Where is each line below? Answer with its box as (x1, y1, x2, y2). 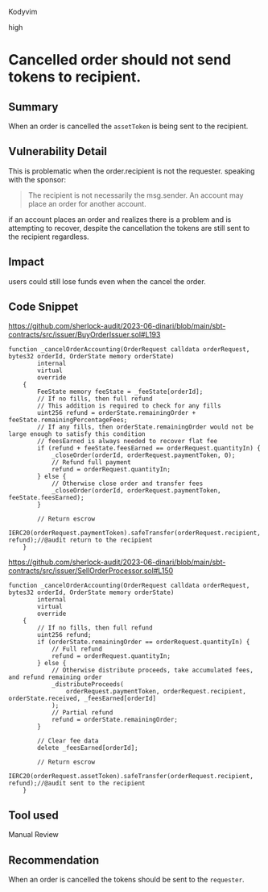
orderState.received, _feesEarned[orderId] (8, 694, 157, 703)
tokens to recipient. (8, 68, 142, 86)
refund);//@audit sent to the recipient (8, 779, 146, 788)
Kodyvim (8, 7, 38, 16)
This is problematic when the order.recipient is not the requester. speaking (8, 165, 255, 176)
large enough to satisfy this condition (8, 430, 146, 438)
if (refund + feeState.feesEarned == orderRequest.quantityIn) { (37, 444, 262, 453)
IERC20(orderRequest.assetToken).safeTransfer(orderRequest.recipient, (8, 773, 254, 781)
